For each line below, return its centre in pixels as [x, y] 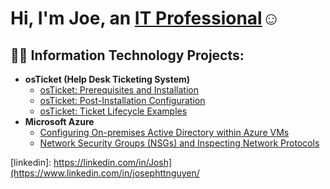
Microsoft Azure [59, 121]
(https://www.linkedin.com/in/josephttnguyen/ [105, 173]
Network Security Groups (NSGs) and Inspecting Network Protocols [179, 143]
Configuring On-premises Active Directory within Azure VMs [164, 132]
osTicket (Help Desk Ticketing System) [107, 79]
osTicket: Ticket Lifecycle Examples [113, 111]
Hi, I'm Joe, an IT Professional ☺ [145, 18]
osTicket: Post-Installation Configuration [122, 100]
